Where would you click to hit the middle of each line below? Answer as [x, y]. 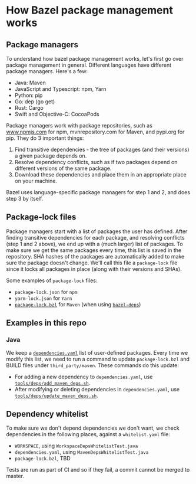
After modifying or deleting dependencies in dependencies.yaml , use [97, 389]
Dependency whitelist [47, 414]
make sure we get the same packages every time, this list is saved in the [94, 250]
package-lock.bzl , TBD [42, 459]
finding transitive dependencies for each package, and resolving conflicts [95, 237]
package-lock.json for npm [46, 292]
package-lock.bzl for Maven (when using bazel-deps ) [78, 304]
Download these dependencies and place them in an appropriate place [100, 174]
